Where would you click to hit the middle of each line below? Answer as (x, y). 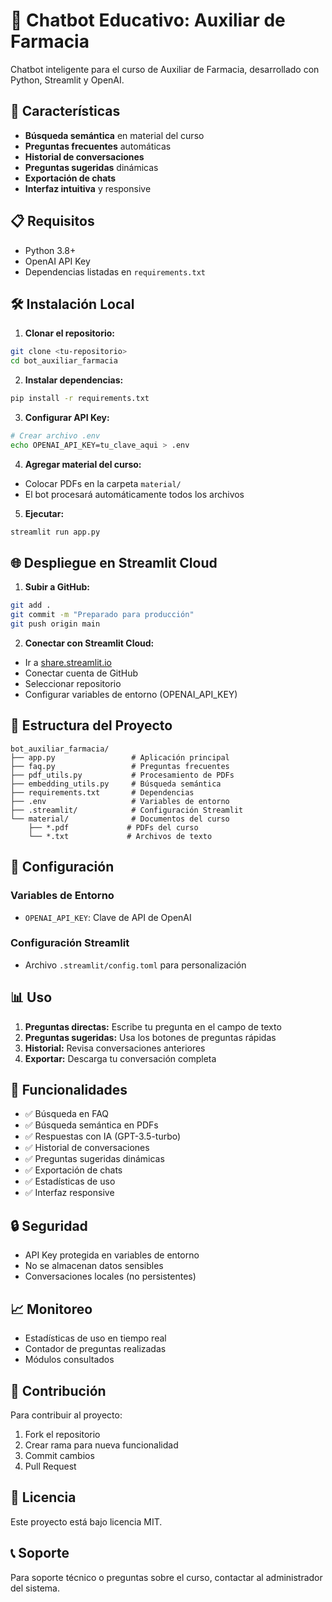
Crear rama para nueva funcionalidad (101, 1445)
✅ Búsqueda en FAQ (67, 1114)
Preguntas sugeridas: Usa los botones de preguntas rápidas (150, 1037)
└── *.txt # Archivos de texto (120, 836)
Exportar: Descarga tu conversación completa (120, 1058)
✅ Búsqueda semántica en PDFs (91, 1125)
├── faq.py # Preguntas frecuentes (120, 766)
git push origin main (55, 624)
